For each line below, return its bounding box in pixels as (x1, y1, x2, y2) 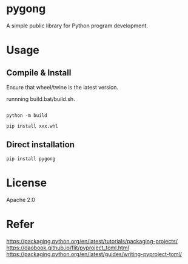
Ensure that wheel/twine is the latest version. (6, 83, 119, 91)
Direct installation (6, 139, 75, 150)
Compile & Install (6, 68, 72, 78)
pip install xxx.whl (6, 123, 59, 129)
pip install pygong (6, 156, 56, 162)
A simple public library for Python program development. (6, 22, 149, 29)
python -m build (6, 112, 47, 119)
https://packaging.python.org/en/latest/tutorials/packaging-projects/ (6, 237, 178, 245)
